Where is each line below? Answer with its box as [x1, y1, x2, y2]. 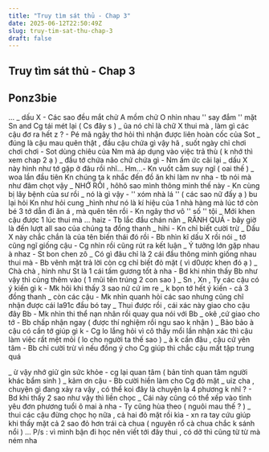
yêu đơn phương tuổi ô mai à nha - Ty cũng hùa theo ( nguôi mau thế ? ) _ [8, 401, 251, 411]
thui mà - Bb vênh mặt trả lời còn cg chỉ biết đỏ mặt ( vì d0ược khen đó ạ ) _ [8, 258, 258, 268]
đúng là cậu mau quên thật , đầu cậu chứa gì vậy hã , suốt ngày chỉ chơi [8, 138, 247, 148]
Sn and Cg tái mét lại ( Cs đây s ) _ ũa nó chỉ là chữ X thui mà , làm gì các [8, 121, 249, 131]
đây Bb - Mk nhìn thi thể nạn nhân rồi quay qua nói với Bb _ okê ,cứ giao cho [8, 309, 260, 318]
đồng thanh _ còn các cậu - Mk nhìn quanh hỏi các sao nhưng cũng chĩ [8, 292, 244, 302]
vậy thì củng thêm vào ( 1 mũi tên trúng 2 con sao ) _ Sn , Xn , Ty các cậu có [8, 275, 259, 285]
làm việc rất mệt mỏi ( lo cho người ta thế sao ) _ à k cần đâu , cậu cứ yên [8, 335, 251, 344]
